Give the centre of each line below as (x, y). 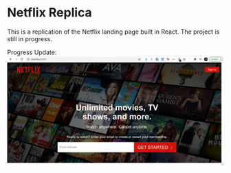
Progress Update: (32, 52)
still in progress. (30, 38)
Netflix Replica (50, 13)
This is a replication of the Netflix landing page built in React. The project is (113, 32)
